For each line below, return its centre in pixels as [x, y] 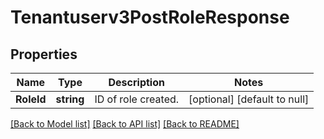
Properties [44, 54]
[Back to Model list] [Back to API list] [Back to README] [125, 124]
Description [136, 82]
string [70, 99]
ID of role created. [137, 99]
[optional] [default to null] [249, 99]
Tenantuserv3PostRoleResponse [150, 17]
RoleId [31, 99]
